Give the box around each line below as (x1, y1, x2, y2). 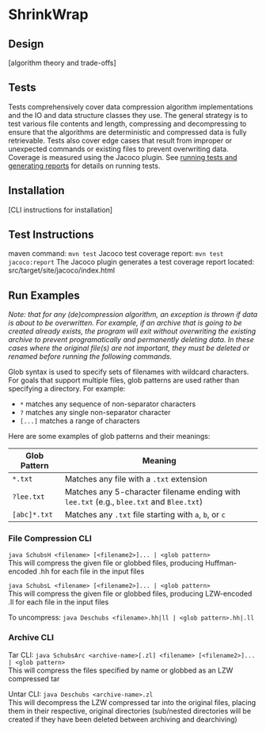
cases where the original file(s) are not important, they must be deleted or (8, 343, 250, 353)
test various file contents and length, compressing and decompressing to (8, 119, 247, 128)
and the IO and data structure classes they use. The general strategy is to (8, 110, 248, 120)
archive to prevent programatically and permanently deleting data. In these (8, 335, 255, 345)
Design (8, 37, 44, 51)
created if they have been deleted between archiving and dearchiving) (8, 715, 237, 724)
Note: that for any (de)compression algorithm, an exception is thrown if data (8, 310, 258, 319)
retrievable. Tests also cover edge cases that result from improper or (8, 135, 233, 145)
